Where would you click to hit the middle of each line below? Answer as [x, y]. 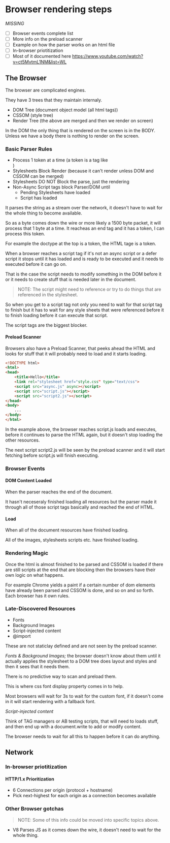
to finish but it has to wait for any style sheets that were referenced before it [84, 310]
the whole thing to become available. [44, 213]
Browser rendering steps [59, 9]
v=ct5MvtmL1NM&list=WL [40, 62]
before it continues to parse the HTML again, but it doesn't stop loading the [84, 434]
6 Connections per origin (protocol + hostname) [63, 790]
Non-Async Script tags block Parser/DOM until [61, 187]
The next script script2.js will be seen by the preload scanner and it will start [85, 450]
